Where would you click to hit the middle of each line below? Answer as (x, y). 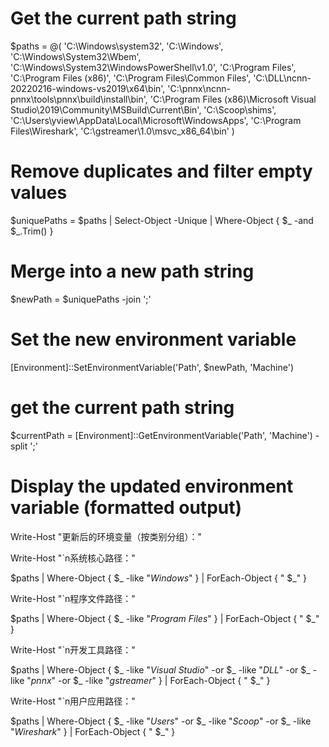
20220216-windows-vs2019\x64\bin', (88, 88)
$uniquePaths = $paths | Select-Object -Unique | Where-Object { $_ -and (162, 220)
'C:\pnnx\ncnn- (199, 88)
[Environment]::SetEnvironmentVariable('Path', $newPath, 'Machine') (152, 367)
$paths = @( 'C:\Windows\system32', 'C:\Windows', (117, 46)
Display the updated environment (152, 486)
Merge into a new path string (132, 271)
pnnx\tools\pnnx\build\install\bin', (79, 99)
